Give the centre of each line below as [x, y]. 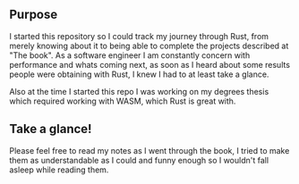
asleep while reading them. [59, 170]
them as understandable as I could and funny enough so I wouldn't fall [139, 160]
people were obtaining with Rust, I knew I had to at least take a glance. [139, 74]
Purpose [34, 15]
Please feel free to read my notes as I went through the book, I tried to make [149, 150]
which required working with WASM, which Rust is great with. [123, 101]
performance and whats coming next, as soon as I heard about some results [150, 64]
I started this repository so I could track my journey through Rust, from [139, 36]
